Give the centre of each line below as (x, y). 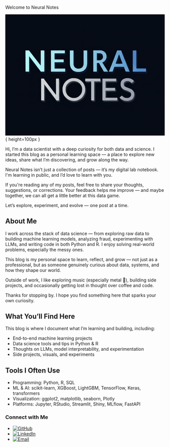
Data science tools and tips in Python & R (55, 344)
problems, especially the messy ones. (45, 250)
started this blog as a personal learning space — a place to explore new (80, 154)
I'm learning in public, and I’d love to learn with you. (59, 175)
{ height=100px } (23, 139)
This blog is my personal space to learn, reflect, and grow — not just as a (81, 259)
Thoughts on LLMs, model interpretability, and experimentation (78, 349)
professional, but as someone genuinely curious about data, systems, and (82, 265)
